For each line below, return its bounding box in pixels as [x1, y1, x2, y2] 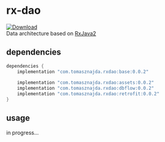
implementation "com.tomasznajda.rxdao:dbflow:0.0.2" [17, 85, 154, 92]
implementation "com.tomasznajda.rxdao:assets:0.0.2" [17, 80, 154, 86]
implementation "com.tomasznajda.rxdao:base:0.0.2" [17, 68, 149, 75]
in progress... [6, 129, 39, 136]
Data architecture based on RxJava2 [6, 29, 97, 37]
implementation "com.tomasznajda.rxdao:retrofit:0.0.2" [17, 91, 160, 97]
